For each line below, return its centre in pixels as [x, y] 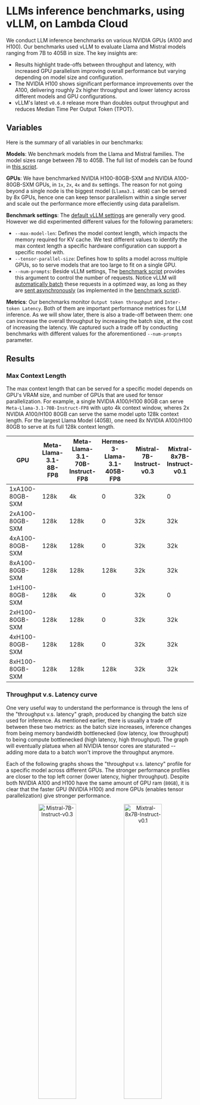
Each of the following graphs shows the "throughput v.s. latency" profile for [99, 764]
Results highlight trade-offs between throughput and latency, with [96, 65]
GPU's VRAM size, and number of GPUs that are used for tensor [85, 395]
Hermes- [115, 442]
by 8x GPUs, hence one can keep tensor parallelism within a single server [96, 197]
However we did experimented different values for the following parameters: [100, 221]
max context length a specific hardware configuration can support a [98, 246]
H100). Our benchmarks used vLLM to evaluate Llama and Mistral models [96, 47]
